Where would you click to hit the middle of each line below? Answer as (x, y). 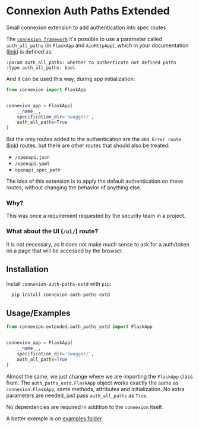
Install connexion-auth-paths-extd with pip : (59, 283)
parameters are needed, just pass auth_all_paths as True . (77, 395)
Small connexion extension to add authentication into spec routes (86, 27)
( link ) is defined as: (30, 51)
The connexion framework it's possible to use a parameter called (84, 39)
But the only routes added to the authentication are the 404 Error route (94, 139)
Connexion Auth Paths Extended (88, 11)
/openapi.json (32, 158)
